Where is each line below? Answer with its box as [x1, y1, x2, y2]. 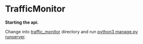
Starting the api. [5, 19, 39, 25]
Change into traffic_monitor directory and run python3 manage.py [5, 29, 138, 34]
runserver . [5, 34, 26, 40]
